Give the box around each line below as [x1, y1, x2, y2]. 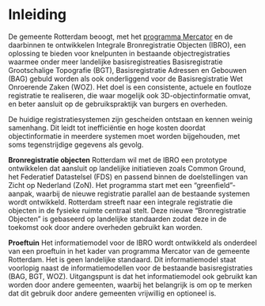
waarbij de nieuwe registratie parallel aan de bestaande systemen [36, 189, 251, 198]
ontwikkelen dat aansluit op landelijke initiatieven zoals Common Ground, [8, 163, 247, 173]
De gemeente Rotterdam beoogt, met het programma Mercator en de [8, 32, 233, 41]
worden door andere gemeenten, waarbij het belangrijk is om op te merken [8, 280, 252, 289]
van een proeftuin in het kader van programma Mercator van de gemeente [8, 246, 251, 255]
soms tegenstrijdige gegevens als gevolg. [8, 140, 144, 149]
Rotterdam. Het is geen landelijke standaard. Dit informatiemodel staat [8, 254, 237, 264]
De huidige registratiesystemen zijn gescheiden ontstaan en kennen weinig [8, 114, 253, 124]
